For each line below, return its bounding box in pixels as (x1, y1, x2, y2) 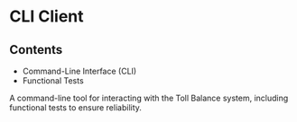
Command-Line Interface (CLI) (22, 65, 137, 76)
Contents (9, 42, 63, 57)
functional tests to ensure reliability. (9, 102, 143, 113)
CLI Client (9, 6, 84, 27)
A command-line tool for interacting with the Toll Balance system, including (9, 92, 289, 103)
